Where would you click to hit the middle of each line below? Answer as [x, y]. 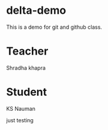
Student [27, 92]
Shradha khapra [26, 68]
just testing [20, 120]
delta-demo [36, 10]
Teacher [27, 51]
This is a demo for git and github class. [54, 27]
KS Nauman [21, 108]
